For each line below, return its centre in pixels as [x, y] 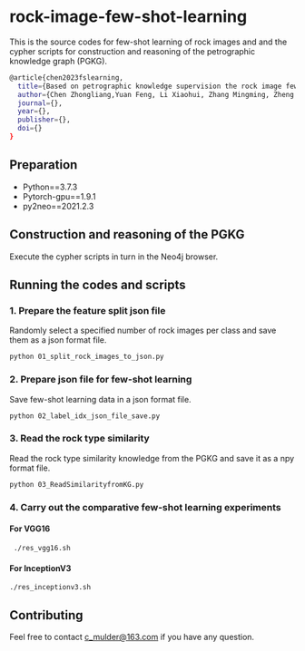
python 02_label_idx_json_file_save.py [85, 416]
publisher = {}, [44, 120]
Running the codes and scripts [98, 284]
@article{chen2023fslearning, [67, 78]
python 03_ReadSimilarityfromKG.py [77, 484]
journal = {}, [40, 103]
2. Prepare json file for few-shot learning [101, 380]
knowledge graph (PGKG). [58, 61]
